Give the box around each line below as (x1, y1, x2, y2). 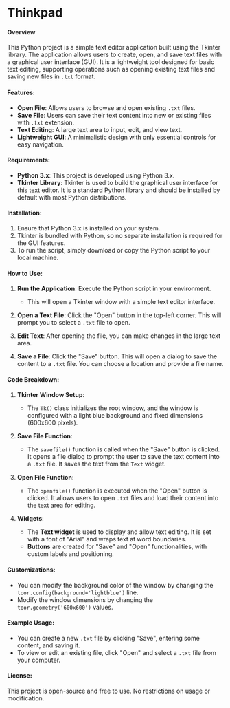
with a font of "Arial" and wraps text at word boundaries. (27, 535, 187, 544)
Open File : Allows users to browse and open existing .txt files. (16, 103, 196, 111)
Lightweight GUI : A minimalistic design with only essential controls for (16, 133, 216, 141)
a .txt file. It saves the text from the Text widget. (27, 460, 166, 469)
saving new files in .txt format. (7, 72, 96, 81)
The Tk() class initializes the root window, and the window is (27, 404, 199, 412)
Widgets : (16, 515, 45, 523)
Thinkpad (7, 5, 63, 21)
